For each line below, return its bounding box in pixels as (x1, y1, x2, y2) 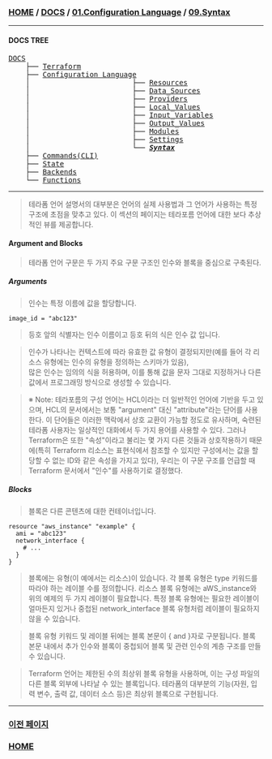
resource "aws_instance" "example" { (8, 522, 136, 530)
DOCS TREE (8, 35, 49, 45)
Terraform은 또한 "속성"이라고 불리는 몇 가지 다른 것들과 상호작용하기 (28, 435, 248, 445)
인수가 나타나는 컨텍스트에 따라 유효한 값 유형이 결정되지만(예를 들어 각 (28, 347, 252, 356)
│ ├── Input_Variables (25, 110, 214, 119)
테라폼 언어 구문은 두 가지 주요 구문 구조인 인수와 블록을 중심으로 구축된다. (28, 257, 261, 267)
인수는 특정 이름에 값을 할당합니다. (28, 298, 137, 308)
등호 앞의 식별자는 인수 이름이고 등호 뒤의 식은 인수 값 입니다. (28, 330, 221, 339)
